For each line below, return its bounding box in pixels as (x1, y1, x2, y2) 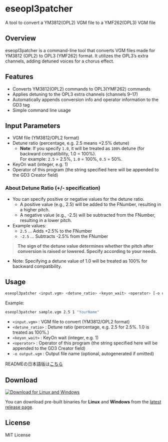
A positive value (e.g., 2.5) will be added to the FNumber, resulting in (19, 201, 161, 207)
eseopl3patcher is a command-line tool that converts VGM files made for (5, 47, 155, 53)
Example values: (12, 222, 46, 228)
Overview (5, 34, 36, 43)
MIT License (5, 431, 31, 438)
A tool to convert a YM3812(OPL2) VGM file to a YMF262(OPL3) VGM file (5, 20, 156, 26)
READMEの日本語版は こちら (5, 361, 63, 367)
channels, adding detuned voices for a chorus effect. (5, 58, 114, 64)
